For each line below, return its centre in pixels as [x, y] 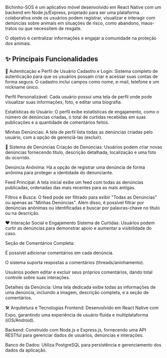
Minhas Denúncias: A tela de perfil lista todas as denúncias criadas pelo [79, 132]
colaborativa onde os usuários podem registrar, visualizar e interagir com [80, 18]
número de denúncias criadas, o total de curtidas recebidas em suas [76, 117]
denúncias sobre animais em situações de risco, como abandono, [73, 23]
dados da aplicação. [26, 350]
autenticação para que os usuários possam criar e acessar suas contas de [82, 76]
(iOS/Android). [20, 320]
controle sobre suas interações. [38, 277]
